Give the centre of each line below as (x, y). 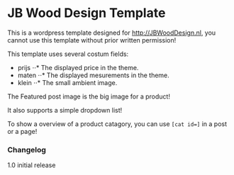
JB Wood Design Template (87, 13)
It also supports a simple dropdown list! (65, 110)
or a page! (22, 131)
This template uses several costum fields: (68, 54)
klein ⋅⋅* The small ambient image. (67, 82)
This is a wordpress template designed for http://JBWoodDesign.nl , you (112, 33)
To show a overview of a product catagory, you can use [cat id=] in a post (117, 124)
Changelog (27, 149)
